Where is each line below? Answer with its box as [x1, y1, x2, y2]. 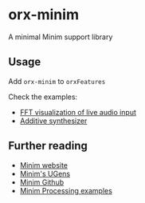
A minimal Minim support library [8, 32, 113, 42]
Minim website [19, 160, 69, 169]
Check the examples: [8, 92, 78, 101]
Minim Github [19, 177, 65, 187]
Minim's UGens [19, 169, 70, 178]
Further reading [8, 139, 88, 153]
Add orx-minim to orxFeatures [8, 76, 106, 86]
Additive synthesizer [19, 116, 88, 125]
